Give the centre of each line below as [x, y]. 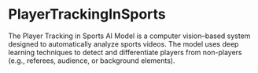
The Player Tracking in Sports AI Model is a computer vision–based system [129, 36]
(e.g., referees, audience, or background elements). [92, 61]
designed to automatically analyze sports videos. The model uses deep [123, 43]
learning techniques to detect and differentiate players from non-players [125, 52]
